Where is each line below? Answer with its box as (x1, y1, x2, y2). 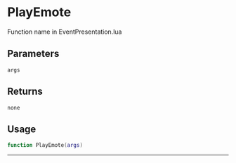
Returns (7, 86, 44, 98)
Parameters (7, 48, 60, 60)
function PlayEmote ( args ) (7, 142, 83, 149)
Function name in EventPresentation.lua (7, 27, 122, 36)
